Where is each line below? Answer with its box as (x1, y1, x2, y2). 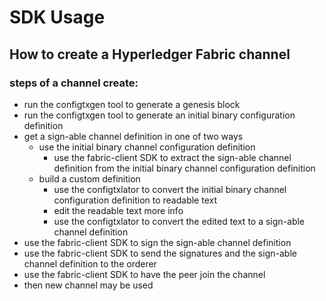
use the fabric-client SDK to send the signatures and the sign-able (23, 247, 297, 259)
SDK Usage (9, 6, 106, 29)
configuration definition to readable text (53, 194, 217, 206)
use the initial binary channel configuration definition (38, 141, 256, 153)
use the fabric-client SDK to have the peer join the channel (23, 268, 266, 280)
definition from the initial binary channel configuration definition (53, 162, 316, 174)
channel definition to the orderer (23, 257, 157, 270)
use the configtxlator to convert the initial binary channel (53, 183, 287, 195)
